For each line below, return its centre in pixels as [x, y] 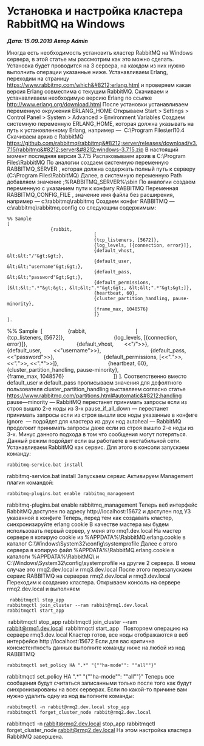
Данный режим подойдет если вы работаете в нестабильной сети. [94, 440]
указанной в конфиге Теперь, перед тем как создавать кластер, [90, 518]
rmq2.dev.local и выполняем [43, 589]
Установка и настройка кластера [95, 11]
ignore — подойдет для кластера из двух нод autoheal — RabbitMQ [94, 421]
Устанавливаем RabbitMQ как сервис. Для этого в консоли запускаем [98, 447]
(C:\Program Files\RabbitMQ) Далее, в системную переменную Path [94, 175]
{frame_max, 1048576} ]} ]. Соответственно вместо [97, 376]
